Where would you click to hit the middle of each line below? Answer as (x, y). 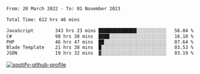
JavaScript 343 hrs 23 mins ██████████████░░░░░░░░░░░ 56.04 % (100, 30)
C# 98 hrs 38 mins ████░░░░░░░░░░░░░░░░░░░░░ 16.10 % (100, 36)
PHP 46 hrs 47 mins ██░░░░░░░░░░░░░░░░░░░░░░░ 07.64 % (100, 42)
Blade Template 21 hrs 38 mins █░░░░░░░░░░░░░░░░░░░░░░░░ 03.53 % (100, 48)
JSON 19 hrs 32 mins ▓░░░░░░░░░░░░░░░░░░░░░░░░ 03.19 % (100, 53)
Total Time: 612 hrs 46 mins (43, 19)
